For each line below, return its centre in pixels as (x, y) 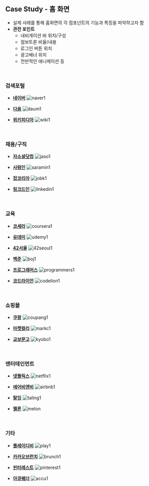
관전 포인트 (24, 29)
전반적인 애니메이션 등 (42, 61)
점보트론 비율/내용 (38, 42)
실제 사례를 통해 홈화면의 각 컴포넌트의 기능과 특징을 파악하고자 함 (78, 23)
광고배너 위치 (34, 55)
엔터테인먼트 (20, 364)
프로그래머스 (25, 269)
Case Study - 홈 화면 (38, 9)
